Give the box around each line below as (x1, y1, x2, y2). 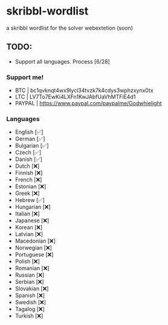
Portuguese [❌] (15, 251, 54, 258)
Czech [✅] (15, 149, 41, 156)
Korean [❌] (15, 224, 43, 231)
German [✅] (15, 135, 45, 143)
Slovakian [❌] (15, 285, 49, 292)
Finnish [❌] (15, 169, 43, 177)
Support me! (6, 73, 44, 81)
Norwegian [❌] (15, 244, 53, 252)
